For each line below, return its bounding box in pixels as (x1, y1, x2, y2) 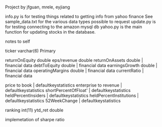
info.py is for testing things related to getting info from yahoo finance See (5, 14, 153, 19)
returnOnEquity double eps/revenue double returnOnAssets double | (5, 57, 143, 63)
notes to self (5, 38, 30, 44)
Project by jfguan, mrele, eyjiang (5, 4, 70, 10)
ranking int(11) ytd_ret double (5, 107, 64, 113)
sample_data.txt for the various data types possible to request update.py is (5, 19, 156, 24)
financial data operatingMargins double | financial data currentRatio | (5, 68, 144, 73)
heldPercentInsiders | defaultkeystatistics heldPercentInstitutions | (5, 92, 139, 98)
